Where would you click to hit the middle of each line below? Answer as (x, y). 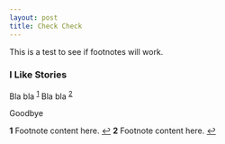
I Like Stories (38, 75)
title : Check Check (46, 26)
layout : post (34, 18)
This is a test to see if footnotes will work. (86, 51)
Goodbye (26, 113)
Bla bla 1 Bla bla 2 (41, 95)
